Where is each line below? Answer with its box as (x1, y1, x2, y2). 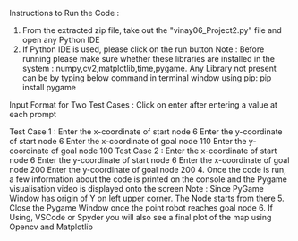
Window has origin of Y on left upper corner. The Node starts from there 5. (9, 193, 285, 203)
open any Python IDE (21, 35, 100, 45)
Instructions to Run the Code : (9, 8, 120, 18)
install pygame (21, 82, 76, 92)
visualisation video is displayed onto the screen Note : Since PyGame (9, 184, 264, 194)
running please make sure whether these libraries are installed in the (21, 54, 276, 64)
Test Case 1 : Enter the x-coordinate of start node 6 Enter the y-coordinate (9, 126, 283, 137)
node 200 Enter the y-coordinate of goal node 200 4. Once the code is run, (9, 165, 286, 175)
